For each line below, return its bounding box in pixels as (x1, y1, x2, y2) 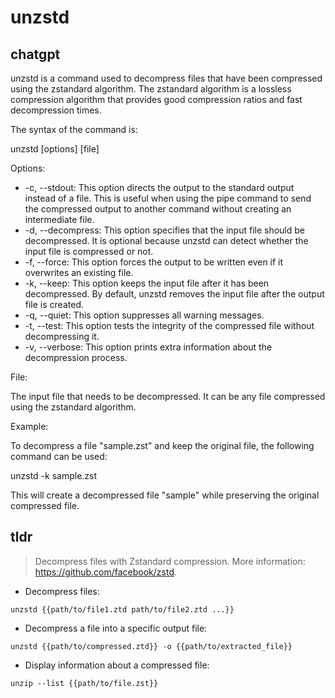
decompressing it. (24, 331, 100, 342)
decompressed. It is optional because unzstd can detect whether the (24, 235, 309, 246)
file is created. (24, 299, 84, 310)
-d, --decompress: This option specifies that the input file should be (24, 224, 305, 236)
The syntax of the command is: (10, 124, 138, 135)
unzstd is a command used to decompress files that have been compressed (10, 72, 323, 84)
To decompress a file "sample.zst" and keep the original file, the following (10, 440, 315, 451)
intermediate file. (24, 214, 95, 225)
